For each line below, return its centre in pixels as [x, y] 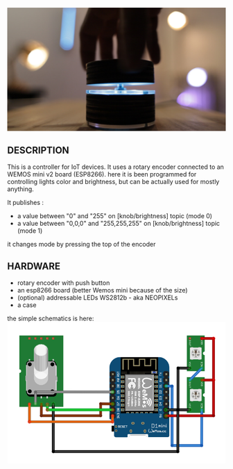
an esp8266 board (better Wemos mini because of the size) [103, 290]
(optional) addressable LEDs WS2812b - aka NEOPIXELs [97, 298]
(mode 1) [30, 231]
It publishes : [25, 203]
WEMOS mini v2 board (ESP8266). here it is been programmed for [102, 174]
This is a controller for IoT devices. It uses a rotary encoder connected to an [115, 167]
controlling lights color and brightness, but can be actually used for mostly [113, 182]
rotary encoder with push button [63, 283]
